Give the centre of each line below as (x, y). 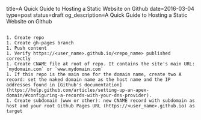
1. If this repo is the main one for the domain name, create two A (94, 74)
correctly (19, 59)
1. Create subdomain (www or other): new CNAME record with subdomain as (101, 101)
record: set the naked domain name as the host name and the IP (88, 80)
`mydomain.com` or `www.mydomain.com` (55, 69)
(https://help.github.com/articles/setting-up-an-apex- (78, 90)
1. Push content (26, 48)
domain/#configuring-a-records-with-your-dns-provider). (79, 95)
